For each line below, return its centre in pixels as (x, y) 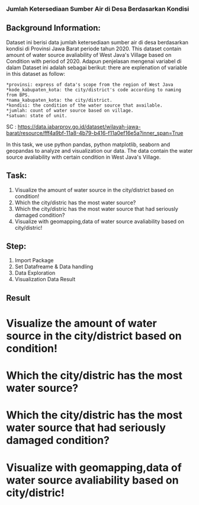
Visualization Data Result (45, 279)
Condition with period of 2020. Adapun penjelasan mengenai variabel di (94, 61)
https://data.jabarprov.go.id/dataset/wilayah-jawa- (79, 127)
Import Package (34, 260)
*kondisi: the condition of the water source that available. (84, 105)
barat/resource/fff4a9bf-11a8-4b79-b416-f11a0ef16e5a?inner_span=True (95, 133)
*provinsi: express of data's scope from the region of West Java (90, 85)
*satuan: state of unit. (37, 115)
